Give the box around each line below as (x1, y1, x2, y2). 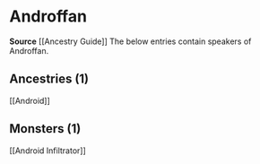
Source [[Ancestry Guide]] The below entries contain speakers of (9, 36, 252, 47)
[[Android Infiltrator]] (9, 145, 87, 156)
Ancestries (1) (9, 72, 90, 87)
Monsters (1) (9, 121, 82, 136)
